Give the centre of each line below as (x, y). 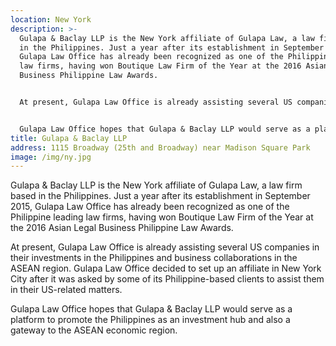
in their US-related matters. (66, 290)
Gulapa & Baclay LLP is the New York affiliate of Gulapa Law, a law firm (156, 185)
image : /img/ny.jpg (51, 157)
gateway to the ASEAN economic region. (94, 330)
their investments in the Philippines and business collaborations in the (154, 258)
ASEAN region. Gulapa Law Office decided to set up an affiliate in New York (166, 268)
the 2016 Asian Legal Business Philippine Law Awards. (122, 228)
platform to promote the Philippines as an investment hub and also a (150, 320)
